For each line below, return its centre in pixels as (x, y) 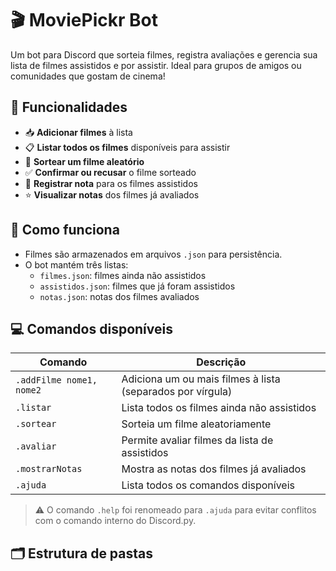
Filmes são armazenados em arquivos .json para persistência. (153, 254)
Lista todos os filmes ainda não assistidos (219, 408)
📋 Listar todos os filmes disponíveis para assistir (127, 147)
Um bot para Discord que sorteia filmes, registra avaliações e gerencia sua (164, 54)
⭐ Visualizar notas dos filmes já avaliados (112, 194)
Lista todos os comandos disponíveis (208, 485)
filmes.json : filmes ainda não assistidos (123, 275)
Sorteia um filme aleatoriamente (196, 424)
